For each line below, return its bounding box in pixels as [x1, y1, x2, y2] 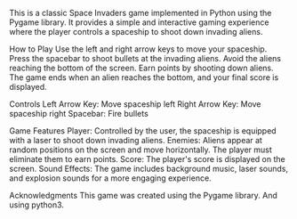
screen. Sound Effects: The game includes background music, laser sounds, [9, 164, 289, 174]
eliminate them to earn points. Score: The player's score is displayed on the [9, 154, 286, 164]
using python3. [9, 199, 65, 210]
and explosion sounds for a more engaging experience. [9, 173, 212, 183]
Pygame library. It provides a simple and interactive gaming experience [9, 17, 269, 28]
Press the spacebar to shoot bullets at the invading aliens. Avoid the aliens [9, 53, 282, 63]
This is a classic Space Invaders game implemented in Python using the [9, 8, 272, 18]
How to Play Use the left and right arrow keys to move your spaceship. [9, 44, 268, 54]
